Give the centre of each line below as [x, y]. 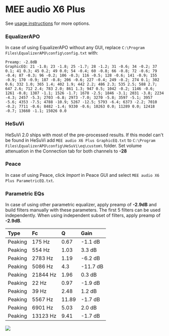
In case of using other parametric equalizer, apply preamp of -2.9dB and [81, 205]
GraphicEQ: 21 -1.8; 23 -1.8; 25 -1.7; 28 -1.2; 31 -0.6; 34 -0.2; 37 [81, 67]
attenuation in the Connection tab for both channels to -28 [66, 151]
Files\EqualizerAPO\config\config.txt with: [52, 53]
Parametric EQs [25, 194]
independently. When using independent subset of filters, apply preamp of [83, 215]
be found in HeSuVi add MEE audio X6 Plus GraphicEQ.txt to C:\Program [80, 140]
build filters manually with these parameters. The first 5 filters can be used [83, 210]
